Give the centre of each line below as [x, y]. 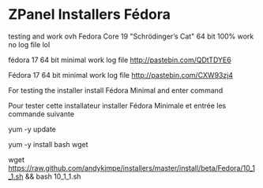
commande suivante [41, 114]
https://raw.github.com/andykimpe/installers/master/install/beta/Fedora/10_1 [131, 168]
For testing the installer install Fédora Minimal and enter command [116, 90]
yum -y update [32, 129]
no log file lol [29, 44]
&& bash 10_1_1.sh [53, 176]
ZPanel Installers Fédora [90, 15]
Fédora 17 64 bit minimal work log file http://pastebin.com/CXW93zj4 [121, 75]
